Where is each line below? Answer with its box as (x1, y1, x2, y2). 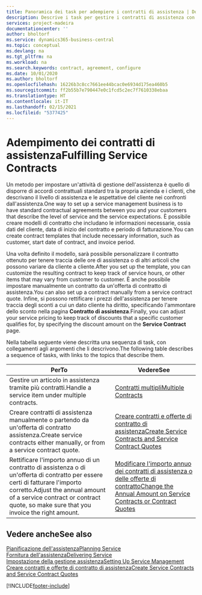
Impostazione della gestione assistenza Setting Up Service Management (6, 558, 185, 565)
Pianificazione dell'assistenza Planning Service (6, 545, 121, 552)
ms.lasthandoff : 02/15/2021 (6, 104, 77, 110)
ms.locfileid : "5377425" (6, 110, 69, 116)
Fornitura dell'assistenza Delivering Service (6, 552, 112, 559)
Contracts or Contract (115, 497, 177, 506)
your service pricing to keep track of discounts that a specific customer (6, 314, 183, 322)
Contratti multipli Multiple (115, 384, 185, 392)
